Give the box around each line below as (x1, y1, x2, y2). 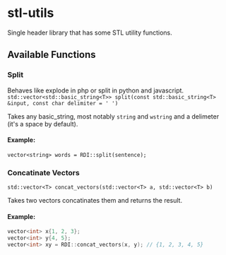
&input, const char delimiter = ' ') (7, 100, 119, 107)
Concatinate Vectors (7, 167, 80, 177)
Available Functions (7, 49, 97, 61)
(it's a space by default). (7, 119, 78, 128)
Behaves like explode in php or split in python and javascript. (7, 86, 184, 95)
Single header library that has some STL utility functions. (7, 28, 173, 37)
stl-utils (7, 5, 54, 21)
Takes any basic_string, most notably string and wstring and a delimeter (7, 112, 220, 121)
